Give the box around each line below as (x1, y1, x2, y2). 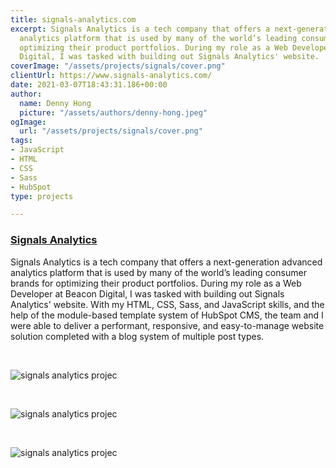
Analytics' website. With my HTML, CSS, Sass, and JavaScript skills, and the (10, 298, 325, 310)
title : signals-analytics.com (10, 14, 137, 25)
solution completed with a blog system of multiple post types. (10, 330, 265, 342)
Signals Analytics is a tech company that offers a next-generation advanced (10, 256, 323, 268)
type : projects (10, 191, 74, 201)
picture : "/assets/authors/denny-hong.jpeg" (19, 107, 208, 118)
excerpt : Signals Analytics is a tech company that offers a (10, 24, 271, 34)
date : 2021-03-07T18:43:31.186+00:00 (10, 80, 168, 90)
